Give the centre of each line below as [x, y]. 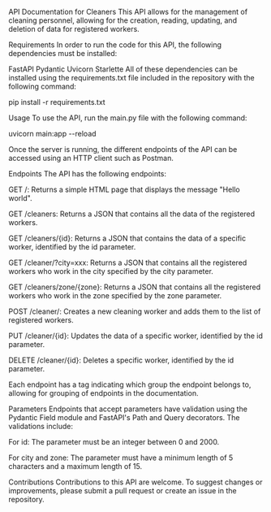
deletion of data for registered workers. [74, 29]
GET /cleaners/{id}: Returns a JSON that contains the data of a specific [127, 238]
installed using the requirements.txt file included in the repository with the [131, 78]
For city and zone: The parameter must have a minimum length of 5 [121, 458]
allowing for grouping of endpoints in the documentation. [103, 393]
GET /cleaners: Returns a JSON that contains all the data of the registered [132, 214]
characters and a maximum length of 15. [75, 466]
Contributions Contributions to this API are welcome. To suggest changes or [135, 482]
